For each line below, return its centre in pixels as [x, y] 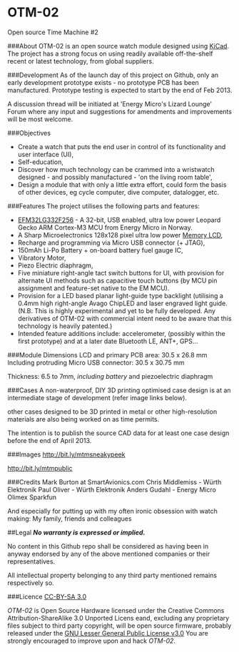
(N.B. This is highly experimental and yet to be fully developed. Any [117, 310]
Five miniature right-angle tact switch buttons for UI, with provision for [121, 272]
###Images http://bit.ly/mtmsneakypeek [66, 454]
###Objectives [29, 133]
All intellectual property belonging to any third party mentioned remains [112, 575]
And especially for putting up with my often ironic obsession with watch [112, 511]
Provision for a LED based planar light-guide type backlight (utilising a [120, 295]
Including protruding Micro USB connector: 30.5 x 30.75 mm [96, 362]
